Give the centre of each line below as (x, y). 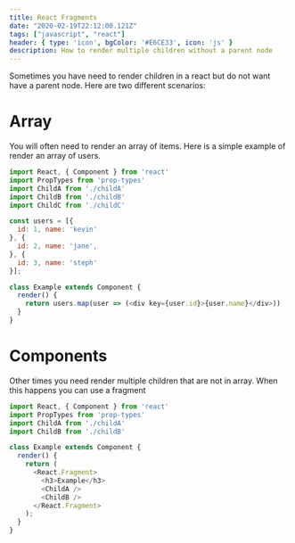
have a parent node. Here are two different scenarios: (108, 86)
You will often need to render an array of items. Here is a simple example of (147, 146)
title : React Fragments (53, 17)
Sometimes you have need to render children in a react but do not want (140, 76)
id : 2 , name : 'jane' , (57, 246)
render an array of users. (55, 156)
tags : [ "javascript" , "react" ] (67, 34)
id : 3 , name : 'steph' (57, 263)
